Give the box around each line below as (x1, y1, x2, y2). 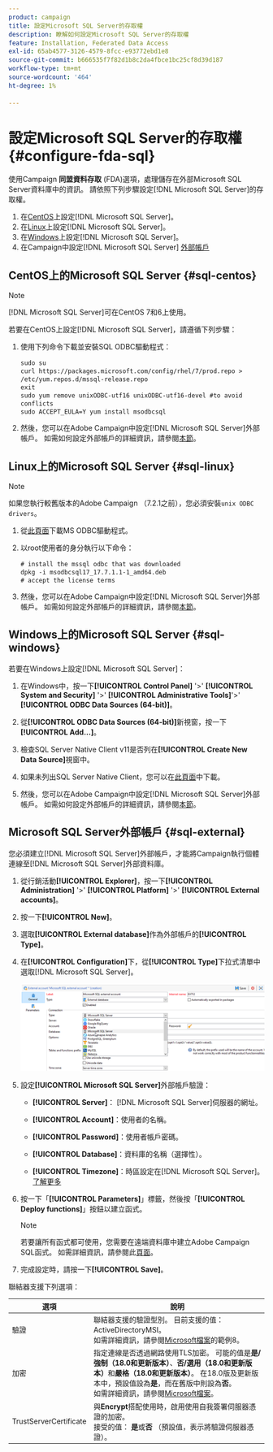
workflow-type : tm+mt (8, 65, 82, 73)
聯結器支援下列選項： (8, 1282, 80, 1292)
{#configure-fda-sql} (8, 146, 156, 165)
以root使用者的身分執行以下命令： (19, 543, 134, 553)
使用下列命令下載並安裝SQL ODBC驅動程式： (19, 342, 171, 352)
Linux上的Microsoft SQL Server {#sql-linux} (8, 459, 236, 473)
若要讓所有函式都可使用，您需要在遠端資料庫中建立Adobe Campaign (19, 1237, 250, 1247)
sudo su (19, 359, 46, 367)
